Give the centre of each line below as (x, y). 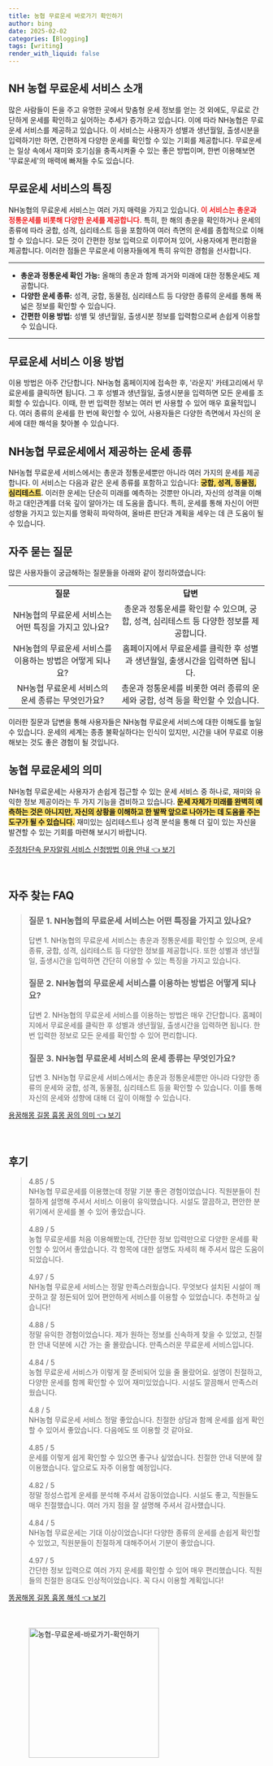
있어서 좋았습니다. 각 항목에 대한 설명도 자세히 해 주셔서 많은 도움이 (158, 1249)
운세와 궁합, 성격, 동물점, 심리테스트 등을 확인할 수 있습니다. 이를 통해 (153, 1088)
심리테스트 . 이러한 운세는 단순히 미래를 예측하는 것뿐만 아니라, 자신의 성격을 (128, 493)
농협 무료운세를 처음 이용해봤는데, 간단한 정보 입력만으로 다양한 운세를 (139, 1239)
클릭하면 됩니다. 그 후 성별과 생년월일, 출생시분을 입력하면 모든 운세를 (146, 393)
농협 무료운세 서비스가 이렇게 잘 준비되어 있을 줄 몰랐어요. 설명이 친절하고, (145, 1372)
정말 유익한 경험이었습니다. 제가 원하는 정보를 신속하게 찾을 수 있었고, (138, 1334)
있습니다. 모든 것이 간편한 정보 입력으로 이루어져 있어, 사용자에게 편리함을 (141, 240)
